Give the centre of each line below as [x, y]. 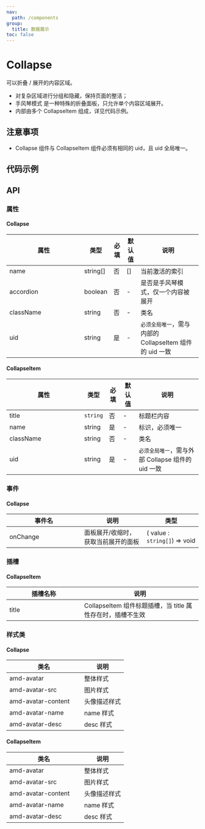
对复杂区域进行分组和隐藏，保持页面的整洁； [71, 96]
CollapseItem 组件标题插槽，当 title [135, 606]
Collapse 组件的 [169, 459]
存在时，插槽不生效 [118, 615]
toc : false [20, 35]
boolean [96, 291]
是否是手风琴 [159, 283]
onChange [24, 537]
